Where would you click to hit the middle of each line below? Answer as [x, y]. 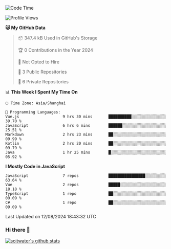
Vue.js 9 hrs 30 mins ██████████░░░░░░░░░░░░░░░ [86, 117]
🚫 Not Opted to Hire [39, 62]
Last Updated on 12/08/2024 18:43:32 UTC [51, 217]
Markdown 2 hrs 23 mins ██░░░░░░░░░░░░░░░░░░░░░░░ [86, 134]
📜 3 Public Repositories [42, 72]
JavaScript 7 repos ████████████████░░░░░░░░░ [86, 176]
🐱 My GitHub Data [26, 28]
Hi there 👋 [18, 230]
